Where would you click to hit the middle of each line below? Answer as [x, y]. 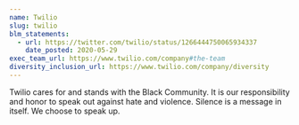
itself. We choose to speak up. [65, 111]
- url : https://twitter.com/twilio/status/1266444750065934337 [137, 42]
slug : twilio [33, 26]
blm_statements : [39, 34]
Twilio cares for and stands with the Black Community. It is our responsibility [149, 92]
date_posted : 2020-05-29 [71, 51]
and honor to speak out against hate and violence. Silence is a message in [145, 101]
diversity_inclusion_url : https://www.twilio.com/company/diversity [139, 67]
